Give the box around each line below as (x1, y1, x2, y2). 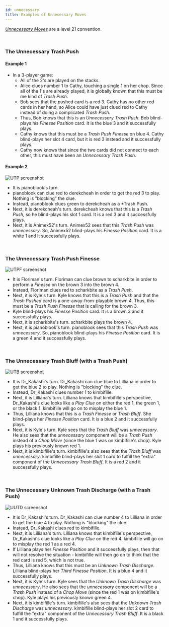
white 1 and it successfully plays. (12, 233, 81, 239)
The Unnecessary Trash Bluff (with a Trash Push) (5, 358, 128, 365)
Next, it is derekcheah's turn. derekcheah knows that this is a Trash (12, 206, 152, 212)
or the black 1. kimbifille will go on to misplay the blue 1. (12, 405, 127, 411)
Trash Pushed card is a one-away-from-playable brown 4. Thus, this (12, 298, 155, 304)
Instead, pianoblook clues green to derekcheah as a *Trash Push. (12, 200, 148, 206)
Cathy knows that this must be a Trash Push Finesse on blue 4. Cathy (20, 130, 164, 136)
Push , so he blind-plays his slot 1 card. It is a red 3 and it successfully (12, 211, 157, 217)
